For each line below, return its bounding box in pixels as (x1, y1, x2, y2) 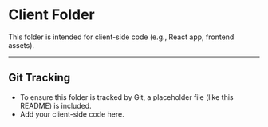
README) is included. (19, 101, 92, 110)
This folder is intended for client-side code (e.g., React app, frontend (8, 32, 235, 42)
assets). (8, 40, 34, 50)
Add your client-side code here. (19, 109, 125, 119)
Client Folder (8, 6, 96, 24)
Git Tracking (8, 71, 70, 85)
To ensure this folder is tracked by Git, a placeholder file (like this (19, 92, 234, 101)
